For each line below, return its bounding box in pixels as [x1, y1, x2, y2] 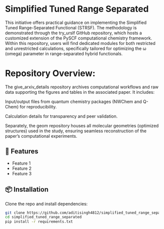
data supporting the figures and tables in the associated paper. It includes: [5, 89, 155, 95]
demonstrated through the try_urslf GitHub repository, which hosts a [5, 30, 143, 36]
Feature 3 [12, 170, 32, 176]
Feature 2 [12, 165, 32, 171]
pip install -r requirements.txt [5, 219, 73, 224]
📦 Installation [5, 186, 49, 194]
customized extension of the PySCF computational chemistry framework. [5, 35, 152, 41]
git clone [5, 210, 25, 215]
